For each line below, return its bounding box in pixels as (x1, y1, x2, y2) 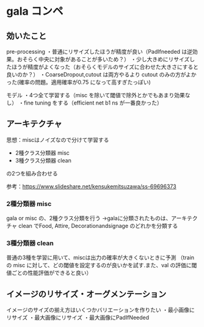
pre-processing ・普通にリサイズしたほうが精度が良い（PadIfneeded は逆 (6, 48, 193, 55)
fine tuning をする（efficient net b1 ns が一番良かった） (23, 99, 163, 106)
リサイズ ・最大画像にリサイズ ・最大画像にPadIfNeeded (6, 314, 150, 321)
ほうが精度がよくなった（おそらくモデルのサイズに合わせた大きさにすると (11, 64, 199, 70)
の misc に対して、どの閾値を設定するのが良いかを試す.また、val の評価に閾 (6, 262, 197, 269)
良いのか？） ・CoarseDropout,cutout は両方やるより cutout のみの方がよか (6, 71, 197, 78)
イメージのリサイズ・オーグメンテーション (6, 288, 167, 299)
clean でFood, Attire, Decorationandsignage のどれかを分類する (18, 222, 178, 230)
